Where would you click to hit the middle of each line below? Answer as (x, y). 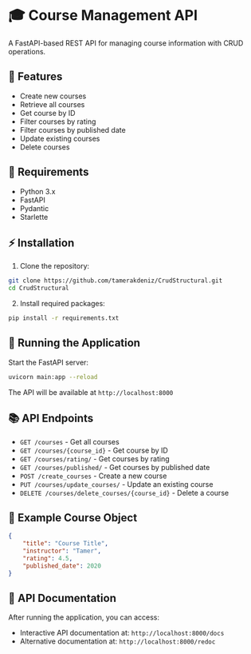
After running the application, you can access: (84, 617)
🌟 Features (35, 77)
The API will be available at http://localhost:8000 (91, 392)
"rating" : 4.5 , (48, 558)
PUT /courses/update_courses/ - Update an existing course (116, 484)
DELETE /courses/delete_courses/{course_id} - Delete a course (124, 492)
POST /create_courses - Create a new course (93, 476)
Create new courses (53, 96)
